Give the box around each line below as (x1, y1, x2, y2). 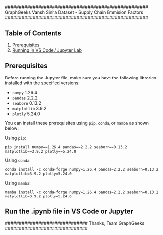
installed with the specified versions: (5, 80, 80, 86)
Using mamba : (5, 180, 31, 186)
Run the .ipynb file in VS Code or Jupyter (5, 207, 134, 216)
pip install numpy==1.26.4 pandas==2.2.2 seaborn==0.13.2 (5, 144, 127, 150)
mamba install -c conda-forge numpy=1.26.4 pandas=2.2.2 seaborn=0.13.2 (5, 190, 159, 195)
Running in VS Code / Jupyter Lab (12, 47, 82, 53)
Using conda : (5, 157, 31, 163)
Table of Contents (5, 29, 62, 38)
